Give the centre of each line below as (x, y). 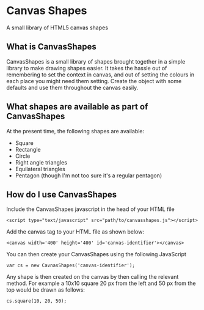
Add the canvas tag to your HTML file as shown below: (75, 232)
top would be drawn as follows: (46, 290)
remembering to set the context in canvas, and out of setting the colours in (100, 75)
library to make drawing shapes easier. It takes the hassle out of (87, 68)
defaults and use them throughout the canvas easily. (72, 87)
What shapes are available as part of (77, 107)
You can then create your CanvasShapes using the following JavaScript (96, 254)
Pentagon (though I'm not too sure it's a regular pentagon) (89, 175)
